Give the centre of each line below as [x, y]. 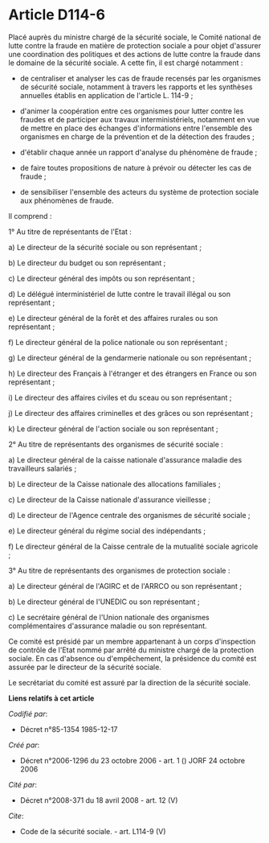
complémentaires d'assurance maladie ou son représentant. [108, 626]
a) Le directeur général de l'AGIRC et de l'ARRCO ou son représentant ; [125, 586]
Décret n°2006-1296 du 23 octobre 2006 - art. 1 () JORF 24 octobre [132, 760]
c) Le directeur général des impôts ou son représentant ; [102, 278]
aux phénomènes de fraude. [67, 200]
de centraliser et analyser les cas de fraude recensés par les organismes [140, 78]
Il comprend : [30, 216]
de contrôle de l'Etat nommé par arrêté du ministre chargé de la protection [131, 650]
